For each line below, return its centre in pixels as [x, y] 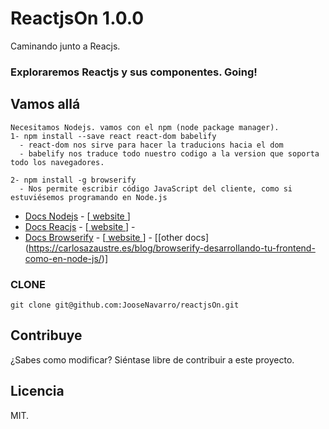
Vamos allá [45, 104]
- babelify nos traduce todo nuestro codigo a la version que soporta [169, 153]
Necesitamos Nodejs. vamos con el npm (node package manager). [145, 127]
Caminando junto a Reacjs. [65, 46]
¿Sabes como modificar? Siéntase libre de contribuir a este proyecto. [152, 359]
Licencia [37, 391]
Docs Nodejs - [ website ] [77, 216]
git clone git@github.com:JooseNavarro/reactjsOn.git [125, 305]
